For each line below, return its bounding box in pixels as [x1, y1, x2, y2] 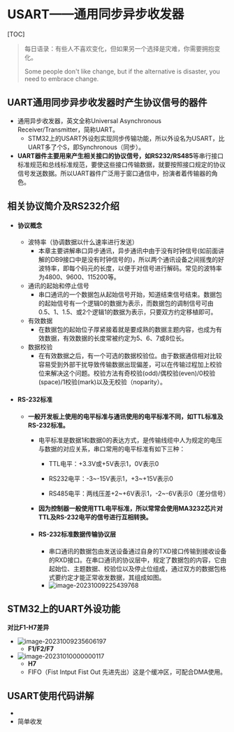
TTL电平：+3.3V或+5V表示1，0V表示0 [48, 459, 159, 467]
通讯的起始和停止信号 [27, 281, 89, 290]
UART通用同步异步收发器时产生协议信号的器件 [7, 97, 207, 108]
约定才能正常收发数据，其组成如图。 [61, 573, 166, 582]
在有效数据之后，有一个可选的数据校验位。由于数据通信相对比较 [38, 351, 222, 360]
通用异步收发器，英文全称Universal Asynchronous [17, 116, 162, 125]
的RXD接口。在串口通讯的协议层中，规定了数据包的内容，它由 [48, 556, 227, 564]
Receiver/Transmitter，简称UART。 [17, 125, 119, 134]
